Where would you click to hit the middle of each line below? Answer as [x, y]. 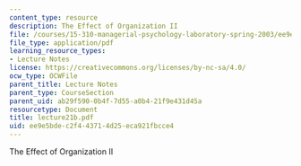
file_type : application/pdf [62, 43]
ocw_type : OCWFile [43, 76]
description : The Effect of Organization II [94, 26]
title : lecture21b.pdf [52, 118]
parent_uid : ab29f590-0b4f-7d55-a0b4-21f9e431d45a [106, 101]
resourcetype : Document [54, 109]
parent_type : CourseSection [62, 92]
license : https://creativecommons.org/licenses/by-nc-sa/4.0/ [128, 68]
